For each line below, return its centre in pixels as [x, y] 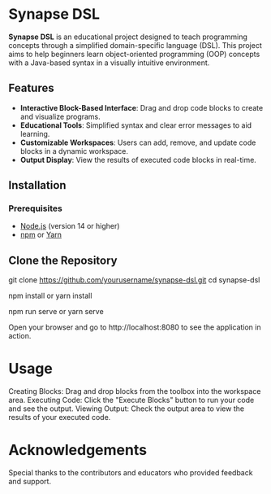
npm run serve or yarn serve [56, 312]
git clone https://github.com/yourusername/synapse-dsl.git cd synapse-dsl [134, 280]
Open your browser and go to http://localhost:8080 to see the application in [135, 327]
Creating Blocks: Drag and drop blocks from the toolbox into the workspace [135, 391]
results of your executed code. [60, 417]
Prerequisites [35, 208]
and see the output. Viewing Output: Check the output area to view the [127, 409]
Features [31, 88]
